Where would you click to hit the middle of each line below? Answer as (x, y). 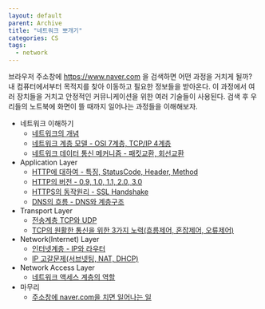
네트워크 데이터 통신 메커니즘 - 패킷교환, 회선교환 (108, 153)
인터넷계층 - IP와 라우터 (69, 249)
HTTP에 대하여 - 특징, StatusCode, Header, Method (115, 172)
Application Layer (49, 162)
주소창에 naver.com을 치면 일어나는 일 (91, 297)
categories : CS (34, 38)
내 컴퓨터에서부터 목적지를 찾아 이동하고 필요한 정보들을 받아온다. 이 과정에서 (128, 86)
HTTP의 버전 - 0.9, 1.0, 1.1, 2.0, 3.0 (87, 182)
